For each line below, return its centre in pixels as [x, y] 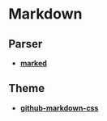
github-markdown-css [59, 108]
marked [33, 63]
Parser [26, 44]
